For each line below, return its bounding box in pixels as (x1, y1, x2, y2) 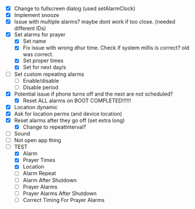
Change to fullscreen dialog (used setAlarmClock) (14, 5, 136, 12)
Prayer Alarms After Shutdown (22, 190, 97, 197)
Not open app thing (14, 137, 61, 144)
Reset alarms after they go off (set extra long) (14, 117, 125, 124)
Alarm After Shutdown (22, 176, 77, 184)
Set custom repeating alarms (14, 70, 85, 77)
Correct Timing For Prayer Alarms (22, 196, 105, 203)
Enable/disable (22, 77, 60, 84)
